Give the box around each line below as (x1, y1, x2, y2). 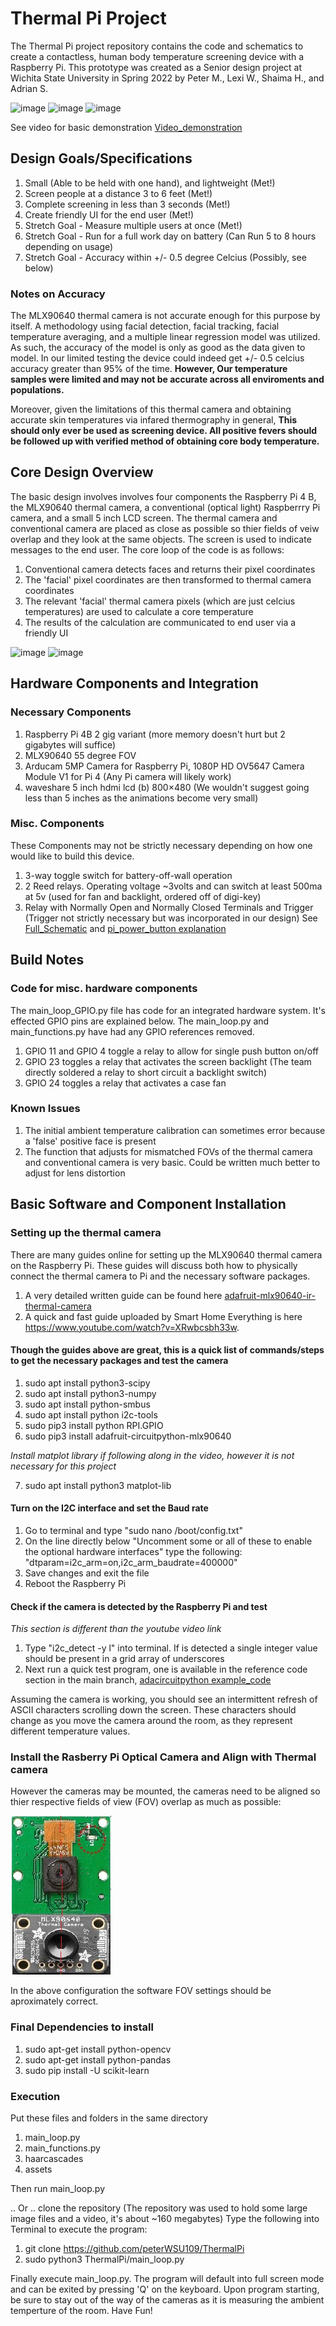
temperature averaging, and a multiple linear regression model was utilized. (10, 331, 321, 343)
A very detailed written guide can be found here (24, 1289, 223, 1301)
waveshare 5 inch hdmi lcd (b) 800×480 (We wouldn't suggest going (24, 781, 310, 793)
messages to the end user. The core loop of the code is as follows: (10, 543, 285, 556)
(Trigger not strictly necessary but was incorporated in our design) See (24, 912, 318, 924)
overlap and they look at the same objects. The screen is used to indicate (10, 533, 312, 545)
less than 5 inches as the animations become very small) (24, 792, 259, 804)
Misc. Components (10, 817, 105, 831)
